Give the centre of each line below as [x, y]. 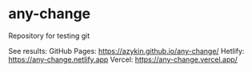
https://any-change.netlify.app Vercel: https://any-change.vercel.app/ [123, 59]
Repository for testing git [49, 36]
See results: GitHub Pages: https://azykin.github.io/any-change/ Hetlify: [126, 51]
